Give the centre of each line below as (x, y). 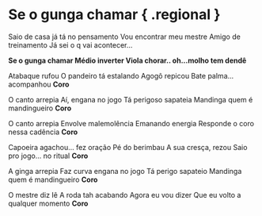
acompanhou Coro (39, 84)
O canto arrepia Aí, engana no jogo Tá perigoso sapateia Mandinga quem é (131, 99)
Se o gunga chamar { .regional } (114, 15)
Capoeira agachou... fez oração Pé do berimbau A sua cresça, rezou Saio (128, 147)
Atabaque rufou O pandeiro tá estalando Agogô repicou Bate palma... (121, 75)
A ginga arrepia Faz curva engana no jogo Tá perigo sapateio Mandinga (125, 171)
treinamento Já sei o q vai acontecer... (70, 44)
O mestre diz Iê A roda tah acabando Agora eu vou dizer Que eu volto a (125, 195)
